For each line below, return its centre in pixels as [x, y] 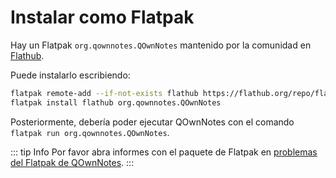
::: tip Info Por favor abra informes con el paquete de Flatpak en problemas [164, 152]
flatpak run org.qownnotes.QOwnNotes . [90, 132]
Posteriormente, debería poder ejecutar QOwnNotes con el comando [152, 122]
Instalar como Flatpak [102, 17]
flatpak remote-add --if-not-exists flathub [104, 93]
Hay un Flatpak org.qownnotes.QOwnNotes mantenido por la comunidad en [161, 45]
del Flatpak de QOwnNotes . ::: [72, 162]
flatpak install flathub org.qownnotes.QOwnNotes [116, 102]
